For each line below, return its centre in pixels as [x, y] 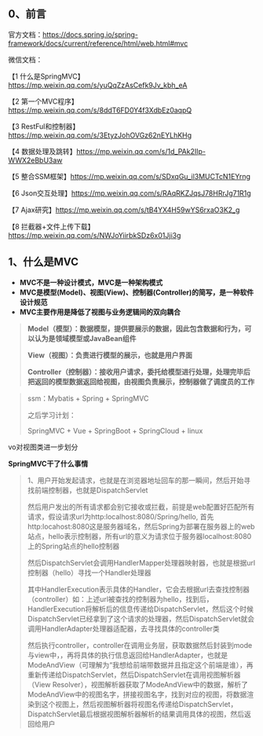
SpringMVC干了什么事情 [48, 463]
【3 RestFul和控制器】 [44, 126]
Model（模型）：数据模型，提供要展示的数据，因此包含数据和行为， [136, 328]
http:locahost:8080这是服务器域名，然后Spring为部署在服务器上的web [141, 526]
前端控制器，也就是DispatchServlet [91, 490]
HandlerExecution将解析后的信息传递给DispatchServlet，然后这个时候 [140, 609]
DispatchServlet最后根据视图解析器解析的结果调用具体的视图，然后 [136, 714]
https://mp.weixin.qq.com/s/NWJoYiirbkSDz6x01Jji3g [95, 235]
